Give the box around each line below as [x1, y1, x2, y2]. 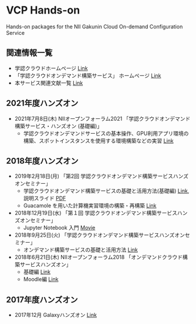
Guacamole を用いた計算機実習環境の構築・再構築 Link [23, 202, 157, 209]
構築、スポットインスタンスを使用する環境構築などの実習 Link [23, 137, 174, 144]
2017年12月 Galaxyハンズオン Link [14, 312, 97, 319]
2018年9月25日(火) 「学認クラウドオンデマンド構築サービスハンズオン [14, 232, 185, 239]
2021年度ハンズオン [6, 98, 79, 108]
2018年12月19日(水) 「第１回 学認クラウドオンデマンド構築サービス [14, 210, 178, 217]
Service [6, 29, 25, 36]
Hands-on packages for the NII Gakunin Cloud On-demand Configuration [6, 23, 183, 30]
